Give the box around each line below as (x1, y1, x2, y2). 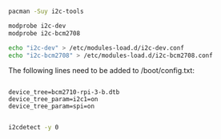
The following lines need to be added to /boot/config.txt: (8, 66, 195, 76)
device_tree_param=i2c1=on (8, 96, 98, 104)
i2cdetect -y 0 (8, 124, 59, 132)
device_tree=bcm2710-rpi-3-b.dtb (8, 88, 120, 96)
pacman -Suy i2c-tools (8, 7, 84, 15)
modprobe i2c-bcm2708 (8, 29, 81, 37)
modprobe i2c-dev (8, 22, 66, 30)
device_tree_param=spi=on (8, 102, 94, 111)
